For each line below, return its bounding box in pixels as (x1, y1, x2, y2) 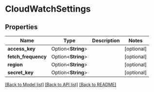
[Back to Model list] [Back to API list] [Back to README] (5, 82, 117, 87)
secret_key (7, 69, 34, 76)
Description (92, 37, 120, 44)
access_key (7, 45, 35, 52)
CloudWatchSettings (5, 3, 91, 15)
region (7, 61, 23, 68)
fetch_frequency (7, 54, 47, 60)
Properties (5, 23, 38, 31)
